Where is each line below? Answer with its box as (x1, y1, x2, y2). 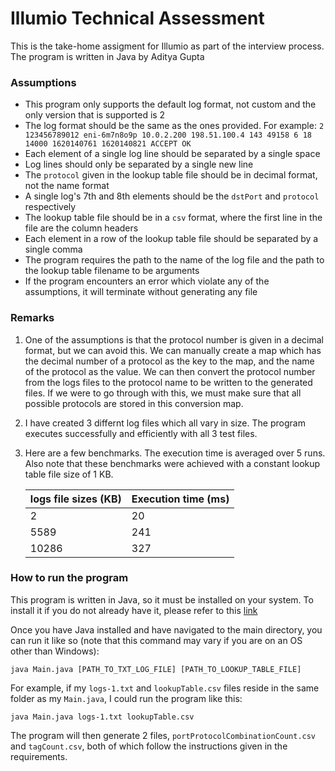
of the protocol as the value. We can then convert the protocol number (24, 365, 316, 377)
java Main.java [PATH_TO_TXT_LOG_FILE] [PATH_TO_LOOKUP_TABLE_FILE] (10, 664, 302, 674)
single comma (24, 243, 83, 256)
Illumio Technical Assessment (10, 7, 265, 30)
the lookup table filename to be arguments (24, 265, 200, 277)
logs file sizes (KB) (29, 492, 122, 506)
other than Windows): (10, 645, 100, 657)
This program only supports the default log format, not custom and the (24, 98, 317, 111)
